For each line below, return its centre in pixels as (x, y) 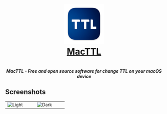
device (84, 76)
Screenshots (25, 92)
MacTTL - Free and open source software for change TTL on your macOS (84, 71)
